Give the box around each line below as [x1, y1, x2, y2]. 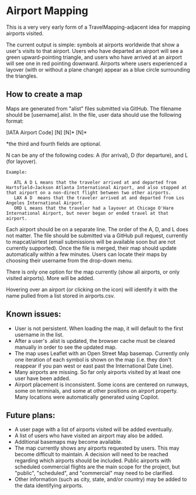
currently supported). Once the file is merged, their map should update [6, 244, 177, 251]
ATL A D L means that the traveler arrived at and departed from [13, 179, 177, 186]
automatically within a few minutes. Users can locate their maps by [6, 251, 167, 258]
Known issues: [6, 309, 61, 319]
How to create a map [6, 89, 83, 99]
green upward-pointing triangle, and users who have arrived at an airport [6, 53, 183, 60]
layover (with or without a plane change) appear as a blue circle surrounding [6, 66, 190, 73]
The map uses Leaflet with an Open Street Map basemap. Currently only [14, 349, 190, 356]
